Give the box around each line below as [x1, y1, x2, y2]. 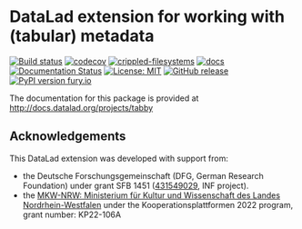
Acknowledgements [9, 129, 126, 144]
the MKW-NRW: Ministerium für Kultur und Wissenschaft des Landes [22, 189, 280, 201]
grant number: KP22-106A [22, 209, 121, 220]
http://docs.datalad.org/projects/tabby [9, 102, 154, 113]
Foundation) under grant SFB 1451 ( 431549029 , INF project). [22, 180, 249, 191]
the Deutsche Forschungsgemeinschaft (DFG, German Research [22, 170, 264, 181]
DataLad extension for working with [9, 6, 285, 27]
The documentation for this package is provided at [9, 93, 199, 104]
